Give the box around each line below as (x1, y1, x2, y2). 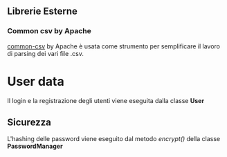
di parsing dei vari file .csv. (7, 49, 84, 57)
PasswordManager (7, 142, 64, 151)
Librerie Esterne (7, 6, 78, 17)
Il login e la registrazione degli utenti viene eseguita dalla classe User (7, 96, 205, 104)
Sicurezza (7, 117, 52, 129)
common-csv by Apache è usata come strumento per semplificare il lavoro (7, 41, 220, 50)
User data (7, 73, 64, 89)
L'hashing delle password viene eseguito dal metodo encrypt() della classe (7, 135, 220, 143)
